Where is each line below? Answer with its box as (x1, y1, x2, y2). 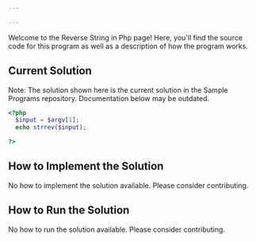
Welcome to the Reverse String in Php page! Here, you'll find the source (8, 32, 243, 42)
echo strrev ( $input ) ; (15, 123, 87, 131)
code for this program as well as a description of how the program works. (8, 41, 248, 51)
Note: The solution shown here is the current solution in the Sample (8, 85, 228, 95)
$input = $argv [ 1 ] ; (15, 116, 80, 124)
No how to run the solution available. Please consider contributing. (8, 225, 226, 234)
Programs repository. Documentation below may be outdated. (8, 93, 210, 103)
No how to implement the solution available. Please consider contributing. (8, 180, 249, 190)
